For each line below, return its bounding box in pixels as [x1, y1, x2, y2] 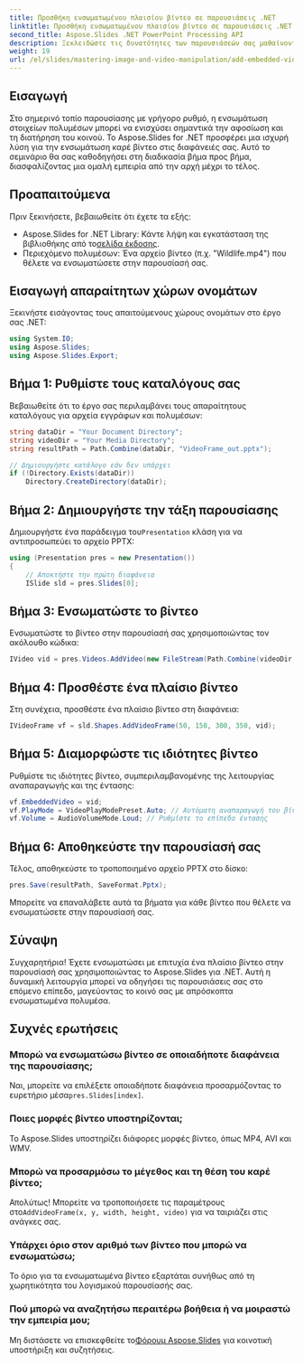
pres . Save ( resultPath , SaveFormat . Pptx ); [9, 880, 168, 890]
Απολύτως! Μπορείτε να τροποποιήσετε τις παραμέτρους [9, 1197, 225, 1208]
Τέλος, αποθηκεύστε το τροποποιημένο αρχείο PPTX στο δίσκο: [9, 863, 248, 874]
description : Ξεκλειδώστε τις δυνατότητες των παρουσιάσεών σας [9, 38, 256, 48]
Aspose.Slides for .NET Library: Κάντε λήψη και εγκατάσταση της [22, 228, 269, 240]
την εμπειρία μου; [9, 1314, 91, 1327]
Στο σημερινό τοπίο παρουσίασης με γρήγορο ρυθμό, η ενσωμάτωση [9, 112, 269, 123]
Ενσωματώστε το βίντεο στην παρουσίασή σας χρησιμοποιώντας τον [9, 627, 270, 638]
